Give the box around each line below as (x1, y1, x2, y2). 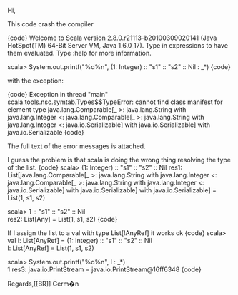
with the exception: (7, 76, 64, 85)
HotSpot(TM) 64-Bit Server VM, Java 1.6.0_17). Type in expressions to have (7, 41, 229, 49)
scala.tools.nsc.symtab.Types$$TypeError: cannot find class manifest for (7, 98, 223, 106)
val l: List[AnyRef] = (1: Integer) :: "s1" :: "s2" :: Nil (7, 237, 152, 244)
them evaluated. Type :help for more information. (7, 49, 152, 57)
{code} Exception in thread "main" (7, 90, 109, 98)
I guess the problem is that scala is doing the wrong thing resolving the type (7, 156, 231, 164)
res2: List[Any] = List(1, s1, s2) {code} (7, 215, 118, 223)
